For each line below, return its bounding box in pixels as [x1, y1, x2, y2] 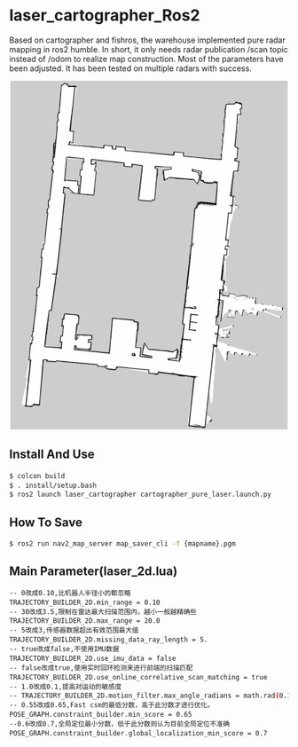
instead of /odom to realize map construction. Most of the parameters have [9, 53, 284, 64]
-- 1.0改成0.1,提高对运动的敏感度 [9, 682, 122, 691]
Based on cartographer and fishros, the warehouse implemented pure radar [9, 35, 286, 45]
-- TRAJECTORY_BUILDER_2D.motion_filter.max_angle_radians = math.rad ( [9, 691, 279, 701]
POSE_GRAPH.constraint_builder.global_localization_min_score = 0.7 [9, 728, 268, 737]
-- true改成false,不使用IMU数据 [9, 645, 120, 654]
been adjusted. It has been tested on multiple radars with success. [9, 63, 253, 74]
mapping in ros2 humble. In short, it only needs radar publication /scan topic [9, 43, 288, 54]
